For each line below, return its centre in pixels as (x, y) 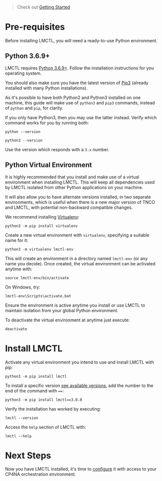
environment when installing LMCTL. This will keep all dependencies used (80, 182)
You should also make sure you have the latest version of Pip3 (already (77, 83)
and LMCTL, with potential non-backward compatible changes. (69, 207)
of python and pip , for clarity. (34, 108)
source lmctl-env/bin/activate (37, 278)
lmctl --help (18, 436)
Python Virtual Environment (49, 165)
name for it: (17, 240)
